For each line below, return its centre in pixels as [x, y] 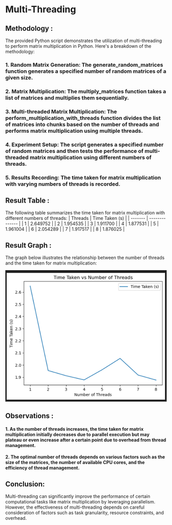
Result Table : [27, 200]
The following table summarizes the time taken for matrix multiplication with [85, 213]
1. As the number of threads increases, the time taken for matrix [74, 429]
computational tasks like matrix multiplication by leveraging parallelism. [80, 502]
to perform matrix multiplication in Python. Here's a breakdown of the [79, 46]
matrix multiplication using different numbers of [91, 157]
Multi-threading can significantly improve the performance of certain [78, 496]
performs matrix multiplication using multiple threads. [74, 131]
